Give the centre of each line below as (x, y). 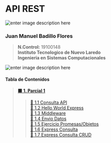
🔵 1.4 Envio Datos (48, 119)
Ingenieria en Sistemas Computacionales (62, 58)
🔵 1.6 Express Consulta (54, 129)
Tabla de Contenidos (27, 79)
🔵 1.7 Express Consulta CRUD (61, 135)
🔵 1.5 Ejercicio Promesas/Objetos (65, 124)
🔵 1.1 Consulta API (48, 102)
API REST (25, 9)
